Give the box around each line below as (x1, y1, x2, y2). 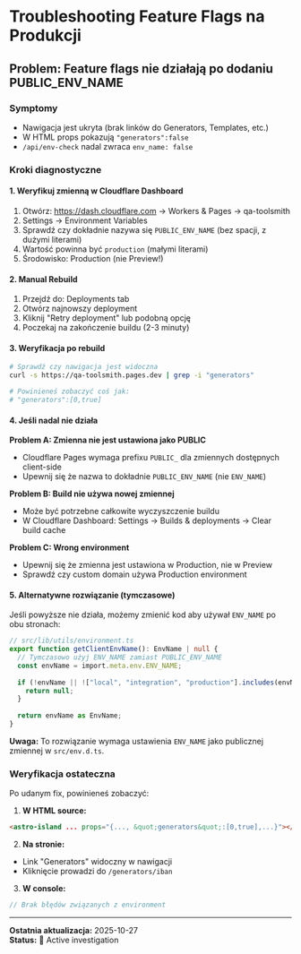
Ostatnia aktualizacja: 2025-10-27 (9, 924, 139, 935)
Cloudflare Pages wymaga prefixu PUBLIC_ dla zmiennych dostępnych (21, 452, 280, 463)
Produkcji (9, 25, 82, 46)
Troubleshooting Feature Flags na (9, 6, 265, 27)
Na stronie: (21, 839, 65, 850)
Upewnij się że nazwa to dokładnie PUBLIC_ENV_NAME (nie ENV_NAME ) (21, 471, 267, 482)
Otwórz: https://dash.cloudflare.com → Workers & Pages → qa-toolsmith (21, 206, 291, 216)
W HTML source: (21, 805, 87, 816)
